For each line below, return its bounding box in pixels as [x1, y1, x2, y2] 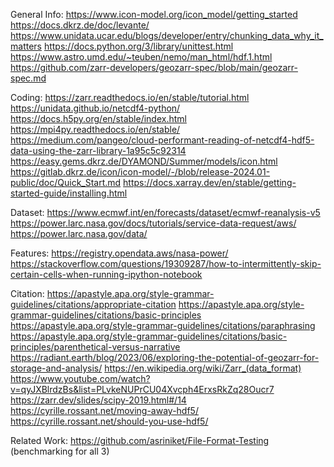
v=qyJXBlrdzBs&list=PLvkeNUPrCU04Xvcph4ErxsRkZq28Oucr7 [10, 384, 275, 395]
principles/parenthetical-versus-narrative [10, 341, 181, 353]
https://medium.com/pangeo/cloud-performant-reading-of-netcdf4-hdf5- [10, 134, 315, 146]
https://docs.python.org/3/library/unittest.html [43, 40, 234, 52]
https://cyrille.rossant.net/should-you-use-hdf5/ [10, 415, 209, 427]
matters [10, 40, 42, 52]
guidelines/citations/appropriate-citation [10, 299, 177, 310]
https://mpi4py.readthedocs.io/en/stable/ [10, 124, 181, 135]
